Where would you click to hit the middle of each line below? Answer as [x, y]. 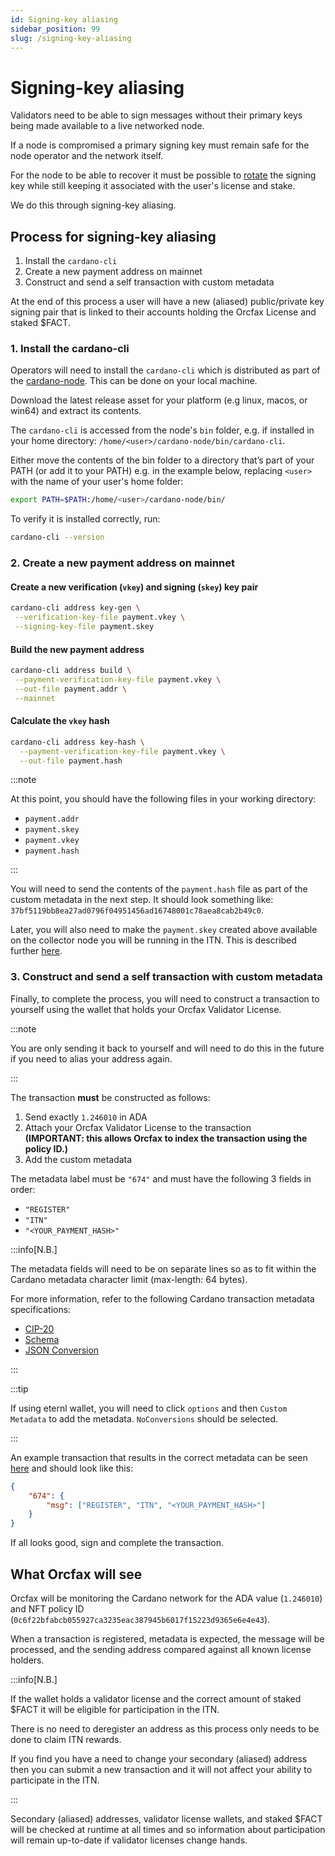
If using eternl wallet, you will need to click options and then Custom [149, 1408]
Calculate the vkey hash [60, 721]
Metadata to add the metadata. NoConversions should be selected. [144, 1418]
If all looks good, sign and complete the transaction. [117, 1543]
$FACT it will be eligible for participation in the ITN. [115, 1709]
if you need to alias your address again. [91, 1058]
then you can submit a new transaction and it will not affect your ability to [161, 1769]
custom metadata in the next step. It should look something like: [142, 900]
